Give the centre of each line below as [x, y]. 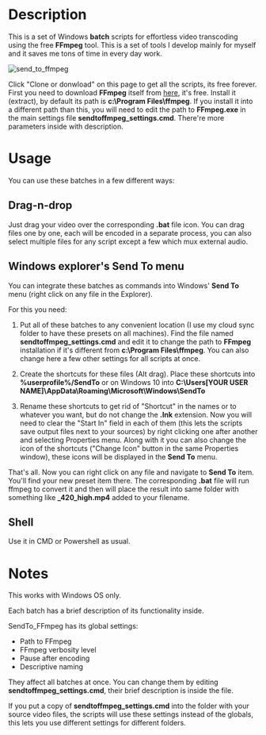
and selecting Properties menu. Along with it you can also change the [133, 440]
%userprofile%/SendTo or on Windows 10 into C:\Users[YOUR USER [134, 382]
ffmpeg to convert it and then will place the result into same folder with [123, 489]
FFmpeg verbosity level [58, 650]
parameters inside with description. [66, 126]
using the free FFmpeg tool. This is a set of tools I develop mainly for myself [132, 44]
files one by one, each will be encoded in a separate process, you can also [130, 233]
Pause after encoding [55, 658]
